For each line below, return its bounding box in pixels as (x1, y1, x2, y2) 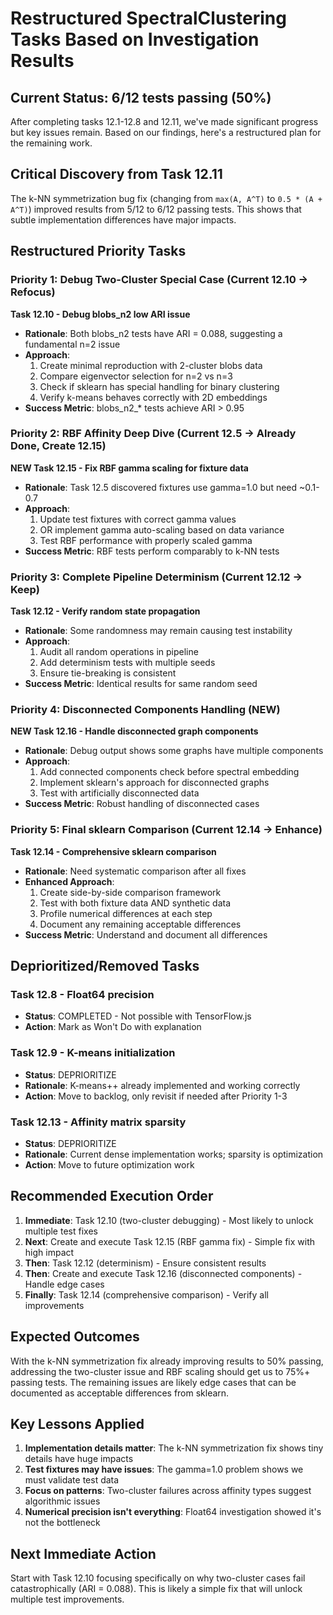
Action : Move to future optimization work (24, 1158, 195, 1171)
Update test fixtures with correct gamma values (39, 513, 237, 525)
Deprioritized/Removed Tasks (10, 958, 200, 975)
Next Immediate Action (10, 1545, 157, 1562)
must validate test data (24, 1474, 120, 1486)
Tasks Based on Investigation (10, 28, 260, 51)
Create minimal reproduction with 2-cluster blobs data (39, 359, 263, 371)
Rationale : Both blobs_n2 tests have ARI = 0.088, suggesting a (24, 327, 283, 339)
